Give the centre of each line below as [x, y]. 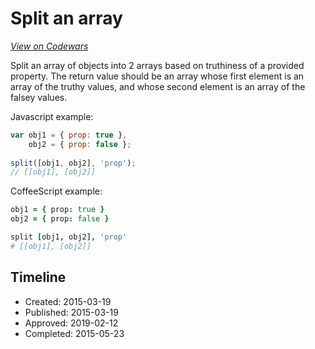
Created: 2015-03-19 [68, 301]
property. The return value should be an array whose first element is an [157, 76]
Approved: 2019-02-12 [71, 323]
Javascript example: [52, 116]
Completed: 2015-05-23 [74, 333]
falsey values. [39, 97]
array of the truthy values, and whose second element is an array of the [158, 86]
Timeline [38, 277]
